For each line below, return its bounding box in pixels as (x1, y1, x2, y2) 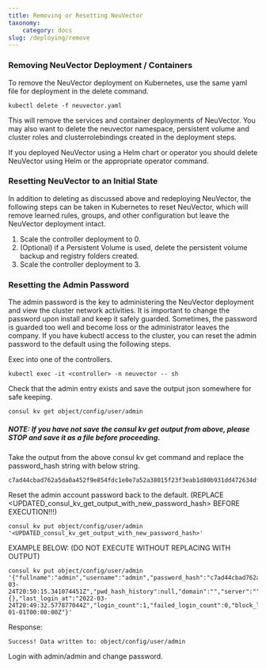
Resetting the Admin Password (8, 279, 129, 290)
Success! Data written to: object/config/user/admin (8, 638, 186, 646)
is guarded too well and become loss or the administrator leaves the (8, 322, 230, 333)
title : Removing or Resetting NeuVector (8, 11, 144, 20)
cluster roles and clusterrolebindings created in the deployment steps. (8, 132, 237, 142)
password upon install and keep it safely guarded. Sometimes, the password (8, 314, 257, 324)
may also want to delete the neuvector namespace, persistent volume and (8, 124, 249, 133)
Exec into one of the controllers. (8, 355, 112, 364)
